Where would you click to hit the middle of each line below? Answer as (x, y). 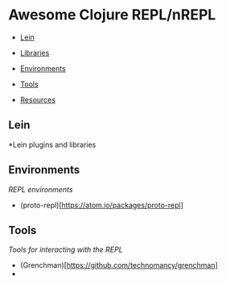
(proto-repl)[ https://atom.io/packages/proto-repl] (101, 205)
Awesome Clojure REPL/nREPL (112, 15)
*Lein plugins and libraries (52, 144)
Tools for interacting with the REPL (66, 250)
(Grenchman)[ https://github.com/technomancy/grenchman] (119, 265)
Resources (38, 99)
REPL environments (41, 189)
